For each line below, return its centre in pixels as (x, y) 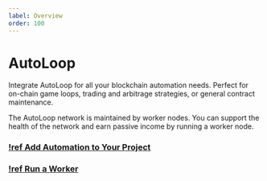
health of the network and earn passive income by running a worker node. (131, 126)
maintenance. (31, 102)
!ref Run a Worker (43, 169)
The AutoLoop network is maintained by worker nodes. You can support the (134, 118)
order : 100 (27, 23)
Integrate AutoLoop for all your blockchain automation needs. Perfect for (129, 85)
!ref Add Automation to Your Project (80, 147)
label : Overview (35, 16)
